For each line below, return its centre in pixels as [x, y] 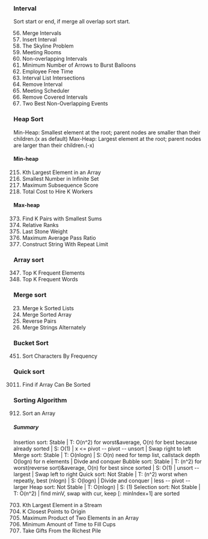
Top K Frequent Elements [54, 273]
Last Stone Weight [45, 231]
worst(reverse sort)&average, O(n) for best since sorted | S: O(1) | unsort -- [106, 468]
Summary [26, 427]
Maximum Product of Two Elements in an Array [81, 518]
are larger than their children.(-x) [54, 145]
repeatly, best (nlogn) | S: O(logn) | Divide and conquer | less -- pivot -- [102, 481]
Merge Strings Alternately [54, 327]
